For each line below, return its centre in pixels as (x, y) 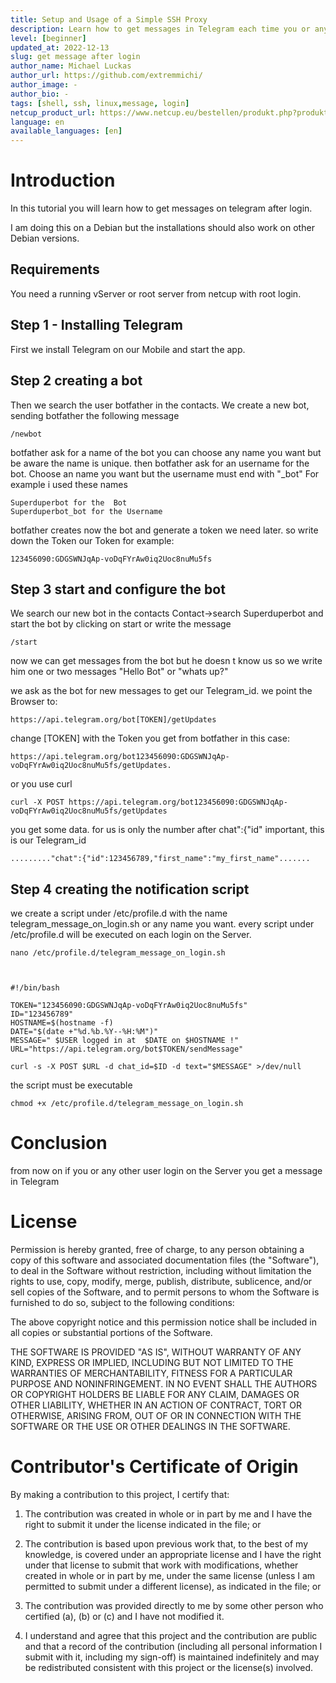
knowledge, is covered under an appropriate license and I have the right (173, 1554)
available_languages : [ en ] (66, 131)
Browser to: (34, 702)
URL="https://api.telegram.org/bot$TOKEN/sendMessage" (127, 1049)
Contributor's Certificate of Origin (154, 1467)
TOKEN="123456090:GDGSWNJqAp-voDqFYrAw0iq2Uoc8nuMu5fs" (129, 1006)
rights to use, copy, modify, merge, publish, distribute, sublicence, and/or (161, 1281)
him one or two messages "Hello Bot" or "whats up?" (119, 672)
